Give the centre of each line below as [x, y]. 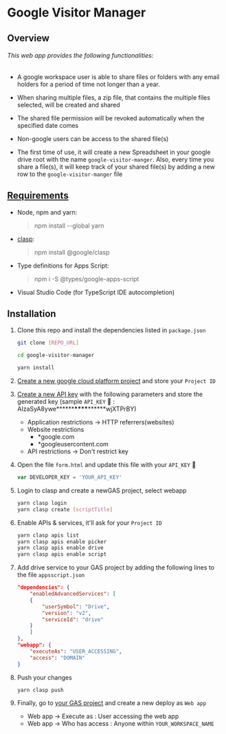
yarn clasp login [42, 503]
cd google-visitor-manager [56, 356]
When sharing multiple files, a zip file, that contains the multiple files [114, 97]
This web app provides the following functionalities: [80, 56]
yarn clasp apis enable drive [60, 548]
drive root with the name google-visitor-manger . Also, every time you [115, 159]
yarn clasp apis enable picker [62, 541]
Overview [29, 38]
